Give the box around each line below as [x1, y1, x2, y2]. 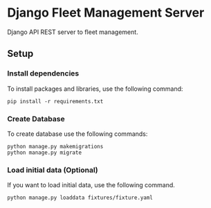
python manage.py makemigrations [7, 143, 104, 150]
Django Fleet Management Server [7, 5, 205, 21]
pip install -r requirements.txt [7, 98, 104, 105]
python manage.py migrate [7, 149, 82, 156]
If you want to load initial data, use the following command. [7, 181, 175, 189]
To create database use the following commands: [7, 130, 148, 138]
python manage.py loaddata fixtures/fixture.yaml [7, 194, 154, 202]
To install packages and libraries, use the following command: [7, 85, 183, 93]
